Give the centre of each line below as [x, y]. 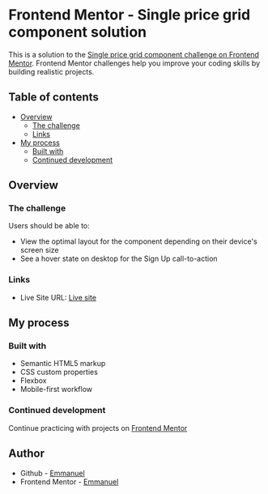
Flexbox [33, 381]
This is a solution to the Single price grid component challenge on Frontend [134, 54]
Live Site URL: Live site [58, 297]
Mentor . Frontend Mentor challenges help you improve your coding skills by [134, 63]
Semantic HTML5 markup [63, 364]
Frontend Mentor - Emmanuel [69, 481]
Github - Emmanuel [52, 473]
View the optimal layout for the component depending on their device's [138, 241]
